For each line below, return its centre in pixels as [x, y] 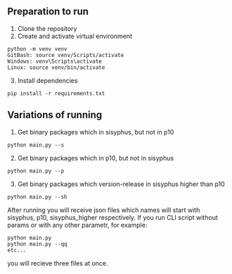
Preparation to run [48, 12]
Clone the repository [47, 28]
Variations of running [55, 115]
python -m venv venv [38, 49]
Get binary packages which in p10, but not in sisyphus [96, 158]
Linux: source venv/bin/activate [56, 67]
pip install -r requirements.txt [56, 93]
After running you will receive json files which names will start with [104, 210]
